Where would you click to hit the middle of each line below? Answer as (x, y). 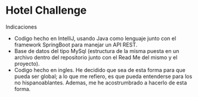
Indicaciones (21, 27)
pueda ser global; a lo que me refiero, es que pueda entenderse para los (103, 76)
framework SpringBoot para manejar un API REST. (76, 45)
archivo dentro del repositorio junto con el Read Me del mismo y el (96, 57)
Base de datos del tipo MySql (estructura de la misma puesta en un (97, 51)
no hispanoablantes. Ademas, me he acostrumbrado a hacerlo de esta (100, 82)
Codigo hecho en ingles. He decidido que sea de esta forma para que (100, 70)
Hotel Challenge (46, 10)
